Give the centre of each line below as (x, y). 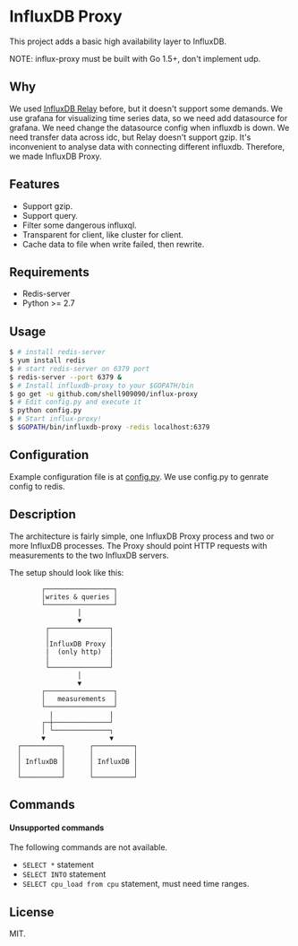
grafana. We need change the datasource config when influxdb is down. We (149, 127)
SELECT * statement (58, 865)
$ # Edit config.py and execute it (76, 402)
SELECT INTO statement (64, 874)
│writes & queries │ (80, 597)
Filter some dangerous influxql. (79, 225)
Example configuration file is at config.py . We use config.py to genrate (139, 476)
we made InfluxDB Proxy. (55, 156)
